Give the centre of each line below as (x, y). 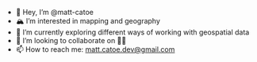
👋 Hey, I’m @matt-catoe (54, 12)
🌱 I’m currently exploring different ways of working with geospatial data (132, 32)
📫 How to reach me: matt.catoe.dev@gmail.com (95, 49)
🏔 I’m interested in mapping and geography (88, 21)
